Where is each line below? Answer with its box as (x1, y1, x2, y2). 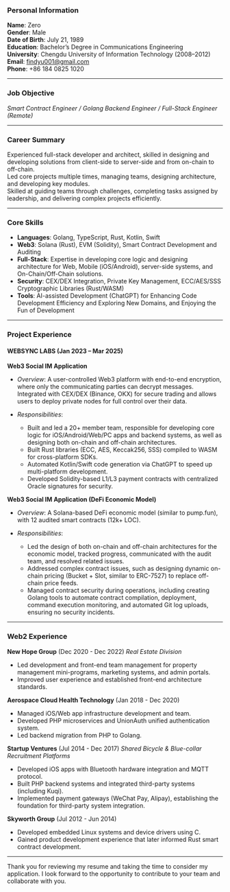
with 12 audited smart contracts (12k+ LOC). (16, 516, 141, 524)
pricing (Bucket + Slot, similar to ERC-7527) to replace (44, 572, 197, 580)
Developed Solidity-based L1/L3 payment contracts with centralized (27, 475, 218, 483)
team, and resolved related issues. (27, 557, 125, 565)
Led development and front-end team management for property (16, 661, 197, 669)
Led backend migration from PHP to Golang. (16, 731, 142, 739)
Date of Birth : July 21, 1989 (7, 36, 84, 44)
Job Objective (7, 89, 55, 98)
